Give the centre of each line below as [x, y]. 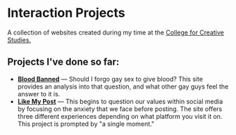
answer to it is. [39, 94]
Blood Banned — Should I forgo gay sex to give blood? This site [110, 79]
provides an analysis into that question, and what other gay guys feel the [123, 86]
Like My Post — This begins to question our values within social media [120, 101]
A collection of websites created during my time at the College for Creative [116, 32]
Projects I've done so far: [63, 62]
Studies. [19, 39]
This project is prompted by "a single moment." [86, 124]
